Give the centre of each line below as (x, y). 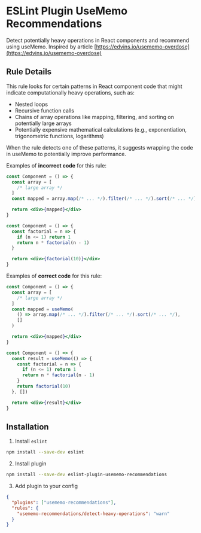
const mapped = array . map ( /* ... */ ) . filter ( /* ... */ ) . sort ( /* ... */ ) (104, 199)
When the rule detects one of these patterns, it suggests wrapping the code (100, 147)
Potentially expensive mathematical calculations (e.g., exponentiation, (101, 129)
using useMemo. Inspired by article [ (51, 47)
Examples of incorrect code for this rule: (56, 165)
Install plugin (31, 464)
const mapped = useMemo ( (42, 309)
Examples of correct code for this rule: (54, 276)
